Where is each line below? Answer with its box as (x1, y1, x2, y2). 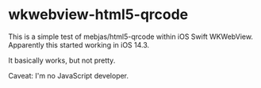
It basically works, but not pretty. (8, 55, 116, 65)
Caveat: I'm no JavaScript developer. (8, 71, 129, 80)
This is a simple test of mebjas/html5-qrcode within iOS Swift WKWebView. (8, 32, 254, 41)
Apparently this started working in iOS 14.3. (8, 40, 150, 49)
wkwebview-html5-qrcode (8, 6, 189, 24)
